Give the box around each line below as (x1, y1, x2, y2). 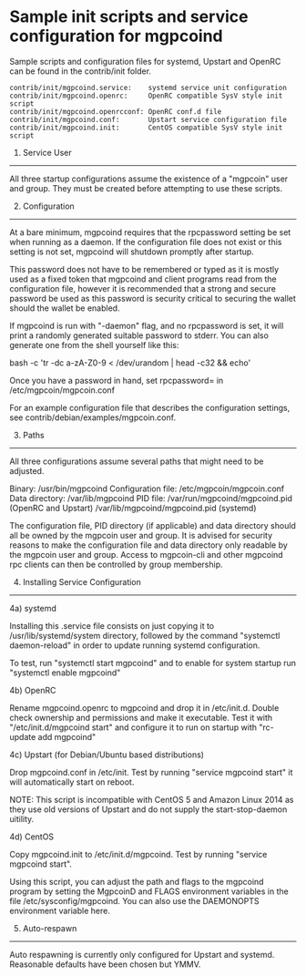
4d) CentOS (9, 831, 55, 842)
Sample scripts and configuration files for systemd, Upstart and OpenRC (9, 56, 281, 67)
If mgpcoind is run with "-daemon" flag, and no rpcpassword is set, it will (9, 320, 284, 331)
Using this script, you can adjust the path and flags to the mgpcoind (9, 876, 264, 887)
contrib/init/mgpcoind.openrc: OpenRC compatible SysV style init (9, 91, 283, 100)
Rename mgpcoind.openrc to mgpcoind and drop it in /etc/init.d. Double (9, 702, 280, 713)
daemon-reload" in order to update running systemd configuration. (9, 640, 260, 651)
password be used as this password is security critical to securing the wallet (9, 293, 296, 303)
